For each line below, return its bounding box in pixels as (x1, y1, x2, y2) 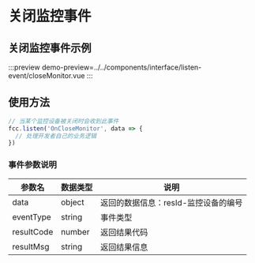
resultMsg (12, 241, 50, 252)
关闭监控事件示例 (8, 41, 92, 54)
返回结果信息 (99, 242, 148, 253)
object (60, 197, 84, 208)
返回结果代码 (99, 227, 148, 238)
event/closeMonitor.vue (8, 71, 85, 80)
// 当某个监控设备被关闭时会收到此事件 (8, 117, 119, 125)
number (60, 226, 90, 237)
